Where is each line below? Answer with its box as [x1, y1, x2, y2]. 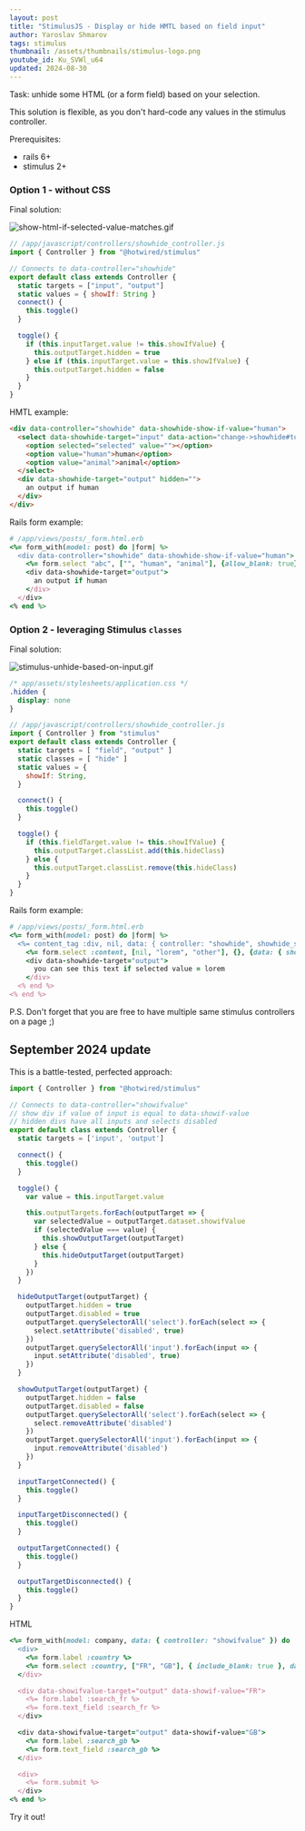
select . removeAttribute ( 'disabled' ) [33, 1418, 172, 1428]
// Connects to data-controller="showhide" [9, 264, 177, 273]
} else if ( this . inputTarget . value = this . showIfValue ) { [25, 356, 250, 366]
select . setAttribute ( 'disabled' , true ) [33, 1326, 184, 1335]
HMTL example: [9, 407, 69, 418]
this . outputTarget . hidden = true [33, 348, 161, 357]
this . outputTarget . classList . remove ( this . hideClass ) [33, 863, 238, 872]
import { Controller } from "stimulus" [9, 729, 161, 738]
